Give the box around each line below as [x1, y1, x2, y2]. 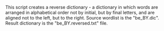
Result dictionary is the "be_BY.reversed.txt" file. [5, 20, 108, 26]
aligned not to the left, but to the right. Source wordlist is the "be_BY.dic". [5, 15, 159, 20]
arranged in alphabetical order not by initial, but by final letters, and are [5, 9, 155, 15]
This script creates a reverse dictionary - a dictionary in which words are [5, 4, 158, 10]
